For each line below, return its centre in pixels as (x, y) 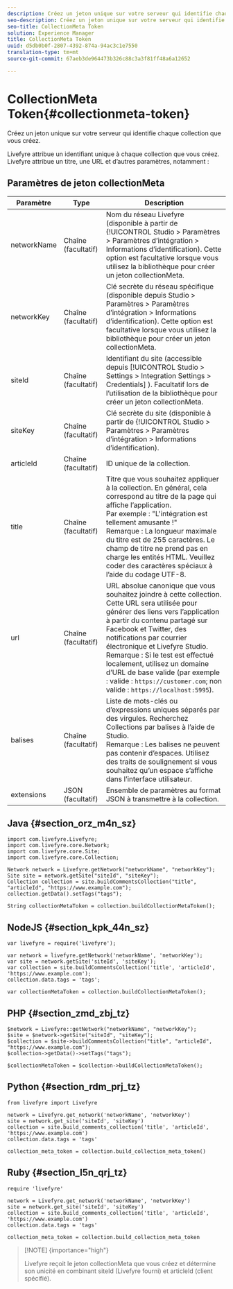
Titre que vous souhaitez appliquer (163, 479)
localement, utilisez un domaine (157, 663)
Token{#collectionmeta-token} (99, 113)
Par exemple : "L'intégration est (157, 513)
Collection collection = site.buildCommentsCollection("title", (102, 882)
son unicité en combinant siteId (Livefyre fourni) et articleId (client (118, 1271)
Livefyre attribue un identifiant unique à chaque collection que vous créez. (113, 154)
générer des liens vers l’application (163, 611)
